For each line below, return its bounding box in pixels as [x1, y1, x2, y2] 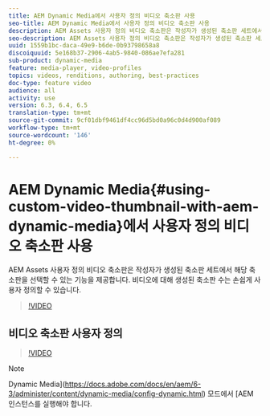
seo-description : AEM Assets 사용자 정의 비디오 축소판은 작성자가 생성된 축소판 [8, 34, 252, 43]
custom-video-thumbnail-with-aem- [8, 198, 260, 215]
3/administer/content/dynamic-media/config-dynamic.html [8, 389, 203, 398]
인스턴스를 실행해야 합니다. [8, 399, 92, 409]
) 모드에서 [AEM [202, 389, 254, 398]
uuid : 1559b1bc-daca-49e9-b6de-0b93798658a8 [8, 42, 160, 50]
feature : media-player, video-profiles [8, 64, 142, 72]
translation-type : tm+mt [8, 109, 92, 117]
